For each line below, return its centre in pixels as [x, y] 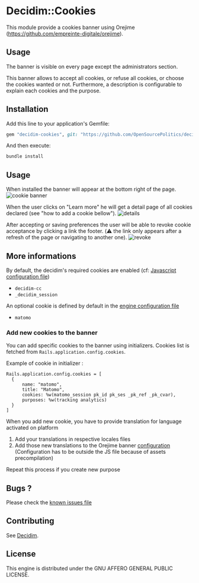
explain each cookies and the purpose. [54, 91]
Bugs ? [19, 488]
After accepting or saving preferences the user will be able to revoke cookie [99, 225]
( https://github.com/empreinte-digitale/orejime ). [65, 33]
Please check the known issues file [49, 502]
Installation [27, 109]
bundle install [25, 156]
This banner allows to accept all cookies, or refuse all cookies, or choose [95, 78]
